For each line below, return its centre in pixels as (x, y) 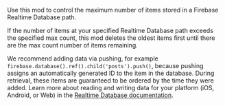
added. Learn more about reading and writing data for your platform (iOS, (111, 88)
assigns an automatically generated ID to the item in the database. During (111, 73)
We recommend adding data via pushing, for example (83, 59)
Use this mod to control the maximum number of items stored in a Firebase (113, 10)
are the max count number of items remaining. (73, 45)
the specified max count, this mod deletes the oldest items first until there (111, 38)
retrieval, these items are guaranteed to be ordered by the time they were (110, 81)
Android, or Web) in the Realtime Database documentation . (90, 95)
